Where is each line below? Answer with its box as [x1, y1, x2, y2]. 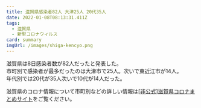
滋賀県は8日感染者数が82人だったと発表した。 [6, 60, 122, 67]
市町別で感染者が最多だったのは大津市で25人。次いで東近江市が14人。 [6, 67, 182, 74]
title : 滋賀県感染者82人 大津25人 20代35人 [6, 8, 107, 15]
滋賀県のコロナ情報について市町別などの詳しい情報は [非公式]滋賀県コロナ [6, 87, 190, 95]
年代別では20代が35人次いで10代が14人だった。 [6, 75, 126, 82]
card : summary [6, 37, 42, 43]
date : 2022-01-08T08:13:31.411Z [6, 14, 88, 21]
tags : [6, 20, 20, 26]
